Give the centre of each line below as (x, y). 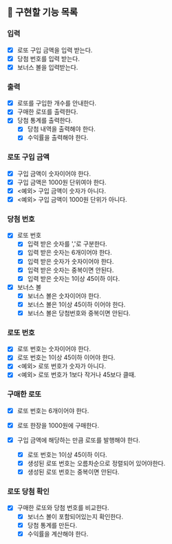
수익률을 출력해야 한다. (58, 138)
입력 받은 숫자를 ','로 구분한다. (67, 244)
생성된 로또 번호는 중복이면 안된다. (73, 472)
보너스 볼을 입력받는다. (47, 67)
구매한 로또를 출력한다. (47, 112)
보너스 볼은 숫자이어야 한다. (64, 295)
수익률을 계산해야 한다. (58, 534)
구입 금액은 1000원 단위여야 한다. (62, 182)
